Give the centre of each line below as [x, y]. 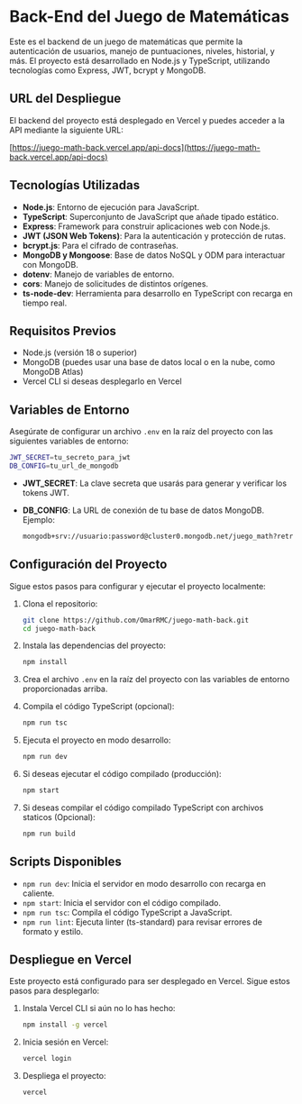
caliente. [38, 893]
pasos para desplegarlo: [55, 991]
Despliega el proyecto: [64, 1076]
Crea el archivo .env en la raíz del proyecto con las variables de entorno [156, 680]
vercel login [47, 1059]
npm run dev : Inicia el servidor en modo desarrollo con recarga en [144, 883]
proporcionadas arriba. [65, 689]
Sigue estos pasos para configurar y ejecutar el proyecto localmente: [137, 586]
